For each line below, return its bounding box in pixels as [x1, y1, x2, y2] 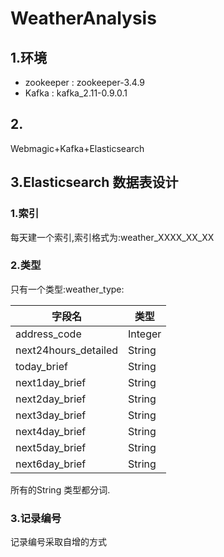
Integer [128, 327, 162, 341]
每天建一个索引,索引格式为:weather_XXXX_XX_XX [10, 231, 215, 243]
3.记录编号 [10, 511, 62, 525]
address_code [15, 327, 82, 341]
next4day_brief [15, 424, 87, 438]
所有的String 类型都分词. [10, 483, 111, 496]
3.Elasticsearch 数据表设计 [10, 174, 179, 191]
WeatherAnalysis [10, 7, 157, 30]
